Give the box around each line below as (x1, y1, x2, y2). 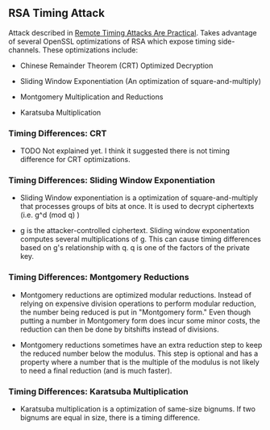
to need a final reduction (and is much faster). (19, 365, 172, 375)
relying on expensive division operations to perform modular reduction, (19, 298, 256, 308)
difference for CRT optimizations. (19, 155, 131, 165)
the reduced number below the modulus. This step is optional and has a (19, 349, 259, 358)
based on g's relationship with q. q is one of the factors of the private (19, 243, 250, 253)
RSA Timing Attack (8, 6, 105, 20)
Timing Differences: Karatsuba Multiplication (8, 386, 189, 397)
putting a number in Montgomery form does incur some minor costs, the (19, 315, 260, 325)
